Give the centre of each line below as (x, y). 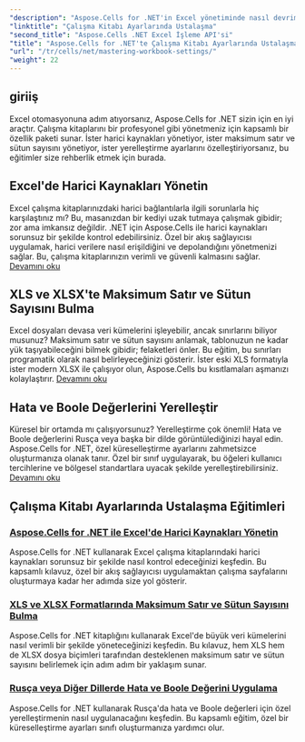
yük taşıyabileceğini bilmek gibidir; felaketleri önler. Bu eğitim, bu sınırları (145, 350)
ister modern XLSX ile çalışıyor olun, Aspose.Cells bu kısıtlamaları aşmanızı (149, 369)
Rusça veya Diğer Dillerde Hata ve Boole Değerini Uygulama (144, 688)
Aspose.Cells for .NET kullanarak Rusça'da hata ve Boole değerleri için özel (150, 708)
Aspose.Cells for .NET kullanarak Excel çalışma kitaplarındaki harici (135, 552)
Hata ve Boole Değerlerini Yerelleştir (114, 407)
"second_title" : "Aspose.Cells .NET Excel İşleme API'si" (121, 35)
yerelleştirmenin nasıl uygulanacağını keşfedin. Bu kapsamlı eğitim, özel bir (149, 717)
